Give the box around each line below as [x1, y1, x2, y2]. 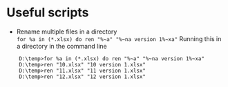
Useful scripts [6, 5, 89, 21]
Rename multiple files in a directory [16, 27, 117, 36]
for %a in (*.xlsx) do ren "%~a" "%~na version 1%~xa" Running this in [16, 34, 222, 42]
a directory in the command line [16, 42, 108, 50]
